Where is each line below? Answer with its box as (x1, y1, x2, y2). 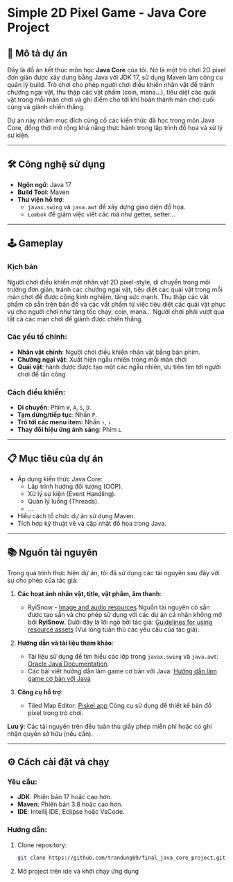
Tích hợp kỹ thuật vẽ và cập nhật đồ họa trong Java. (17, 519, 166, 527)
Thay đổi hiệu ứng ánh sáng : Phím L (17, 426, 122, 434)
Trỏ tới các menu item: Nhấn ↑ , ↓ (17, 418, 112, 426)
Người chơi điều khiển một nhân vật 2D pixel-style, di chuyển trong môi (7, 278, 211, 286)
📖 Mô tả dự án (7, 47, 68, 59)
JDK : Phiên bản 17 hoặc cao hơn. (17, 793, 112, 801)
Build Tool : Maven (17, 188, 70, 196)
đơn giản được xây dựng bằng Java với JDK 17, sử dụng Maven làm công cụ (7, 73, 223, 81)
